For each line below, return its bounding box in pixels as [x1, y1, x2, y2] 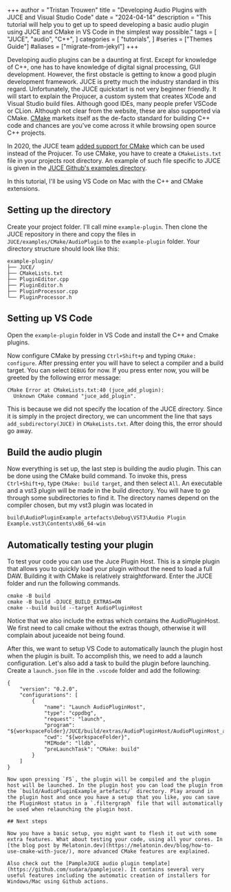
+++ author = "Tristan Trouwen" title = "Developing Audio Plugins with [7, 6, 207, 14]
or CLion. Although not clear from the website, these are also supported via [7, 107, 221, 115]
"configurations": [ [19, 692, 78, 699]
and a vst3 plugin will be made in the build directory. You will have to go [7, 487, 210, 495]
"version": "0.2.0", [19, 686, 78, 693]
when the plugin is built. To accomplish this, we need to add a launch [7, 652, 203, 660]
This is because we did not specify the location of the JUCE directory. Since [7, 405, 223, 413]
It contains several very [130, 866, 205, 873]
